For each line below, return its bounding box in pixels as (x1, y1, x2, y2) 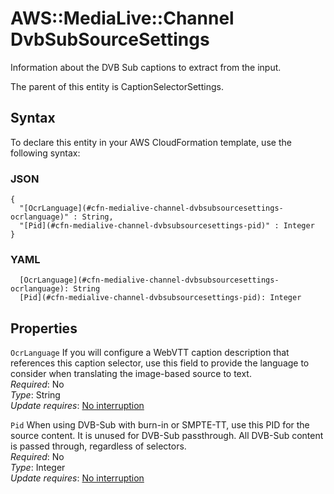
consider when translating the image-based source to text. (10, 368, 252, 380)
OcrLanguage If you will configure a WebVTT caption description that (10, 347, 290, 359)
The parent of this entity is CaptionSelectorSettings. (10, 80, 224, 92)
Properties (10, 320, 78, 337)
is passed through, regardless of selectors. (10, 440, 187, 452)
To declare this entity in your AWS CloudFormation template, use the (10, 136, 292, 148)
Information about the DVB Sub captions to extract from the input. (10, 61, 282, 73)
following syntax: (10, 147, 81, 159)
